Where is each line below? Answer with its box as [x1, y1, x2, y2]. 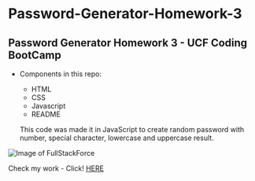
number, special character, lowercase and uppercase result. [19, 133, 214, 142]
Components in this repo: [19, 69, 102, 79]
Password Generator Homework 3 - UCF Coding [8, 36, 248, 50]
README [31, 109, 61, 119]
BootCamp [8, 48, 61, 61]
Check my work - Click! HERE [8, 164, 105, 173]
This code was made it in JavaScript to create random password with [19, 125, 245, 134]
